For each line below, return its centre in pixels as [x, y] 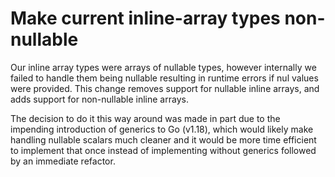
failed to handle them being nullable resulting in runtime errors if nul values [164, 78]
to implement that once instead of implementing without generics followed [163, 150]
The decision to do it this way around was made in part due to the [145, 118]
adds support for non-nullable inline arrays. [99, 99]
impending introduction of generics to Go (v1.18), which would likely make [162, 129]
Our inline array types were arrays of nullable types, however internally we [163, 67]
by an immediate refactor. [63, 161]
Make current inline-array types [145, 18]
